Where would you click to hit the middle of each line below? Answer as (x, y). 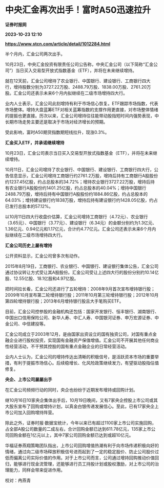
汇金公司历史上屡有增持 (29, 245)
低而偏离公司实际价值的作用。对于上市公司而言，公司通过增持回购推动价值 (80, 458)
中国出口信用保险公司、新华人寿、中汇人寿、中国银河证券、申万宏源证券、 (80, 317)
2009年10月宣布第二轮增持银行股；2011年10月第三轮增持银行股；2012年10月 (82, 295)
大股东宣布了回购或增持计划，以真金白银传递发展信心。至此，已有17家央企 (80, 406)
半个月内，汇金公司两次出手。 (35, 54)
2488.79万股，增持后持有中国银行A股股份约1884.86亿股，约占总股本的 (76, 194)
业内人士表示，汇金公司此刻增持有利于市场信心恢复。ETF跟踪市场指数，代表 (82, 103)
